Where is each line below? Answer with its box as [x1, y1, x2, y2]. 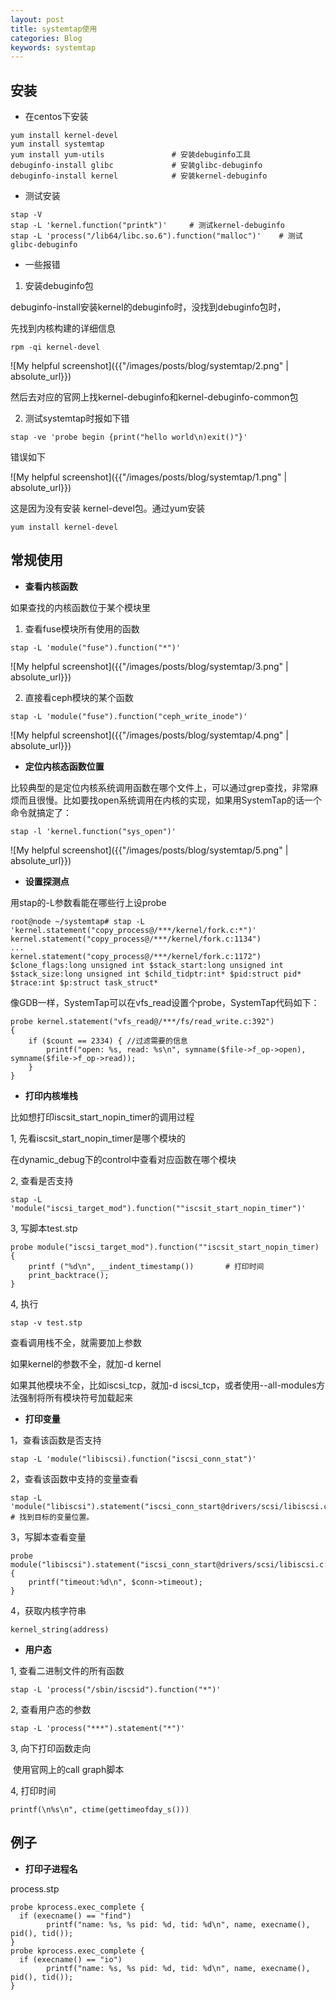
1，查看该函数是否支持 [10, 1434, 102, 1446]
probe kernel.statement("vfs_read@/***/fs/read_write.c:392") [10, 1016, 275, 1026]
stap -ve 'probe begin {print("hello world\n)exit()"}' [10, 432, 248, 443]
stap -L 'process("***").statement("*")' [10, 1723, 186, 1733]
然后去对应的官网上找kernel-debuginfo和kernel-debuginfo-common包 [10, 391, 299, 403]
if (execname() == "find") [19, 1911, 132, 1921]
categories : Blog [10, 33, 83, 43]
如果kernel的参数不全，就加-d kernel [10, 1357, 162, 1370]
